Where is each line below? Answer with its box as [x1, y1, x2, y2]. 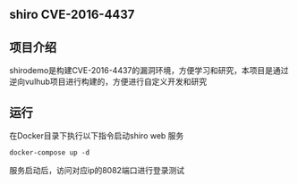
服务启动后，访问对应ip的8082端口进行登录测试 [9, 165, 185, 176]
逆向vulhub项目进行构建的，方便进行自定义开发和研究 [9, 76, 208, 88]
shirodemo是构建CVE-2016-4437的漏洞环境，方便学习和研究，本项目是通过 [9, 65, 289, 76]
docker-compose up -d [9, 148, 90, 157]
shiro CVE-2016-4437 [9, 7, 135, 22]
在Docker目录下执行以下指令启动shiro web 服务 [9, 130, 184, 141]
